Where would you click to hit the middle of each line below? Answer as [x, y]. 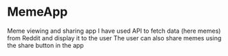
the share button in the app [45, 45]
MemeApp [38, 12]
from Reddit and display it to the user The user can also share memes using [114, 38]
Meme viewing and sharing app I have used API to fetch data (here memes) [114, 31]
